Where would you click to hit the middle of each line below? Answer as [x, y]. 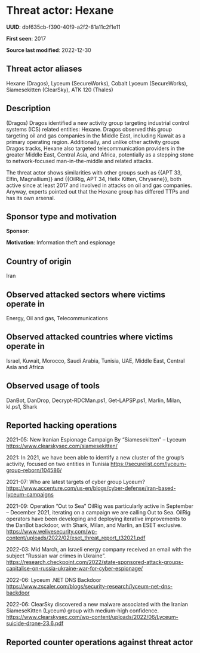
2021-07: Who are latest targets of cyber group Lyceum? [76, 482]
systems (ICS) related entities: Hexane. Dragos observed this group [89, 129]
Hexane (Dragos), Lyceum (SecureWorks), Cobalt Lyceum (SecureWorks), [97, 83]
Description [28, 108]
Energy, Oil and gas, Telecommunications [57, 318]
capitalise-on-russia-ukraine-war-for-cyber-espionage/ [75, 569]
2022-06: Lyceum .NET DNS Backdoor [54, 580]
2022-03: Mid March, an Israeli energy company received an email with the [99, 550]
